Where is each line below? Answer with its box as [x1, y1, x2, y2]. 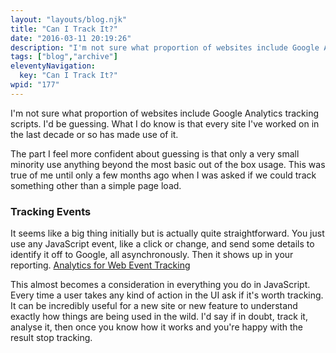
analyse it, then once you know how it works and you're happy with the [10, 321, 303, 333]
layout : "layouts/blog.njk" [10, 14, 128, 25]
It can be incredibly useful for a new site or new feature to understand [10, 300, 298, 312]
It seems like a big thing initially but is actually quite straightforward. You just [10, 227, 325, 240]
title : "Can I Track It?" [10, 24, 118, 34]
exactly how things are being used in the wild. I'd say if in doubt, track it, [10, 311, 308, 323]
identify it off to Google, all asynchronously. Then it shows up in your [10, 249, 294, 261]
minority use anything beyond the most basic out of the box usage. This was [10, 158, 326, 170]
